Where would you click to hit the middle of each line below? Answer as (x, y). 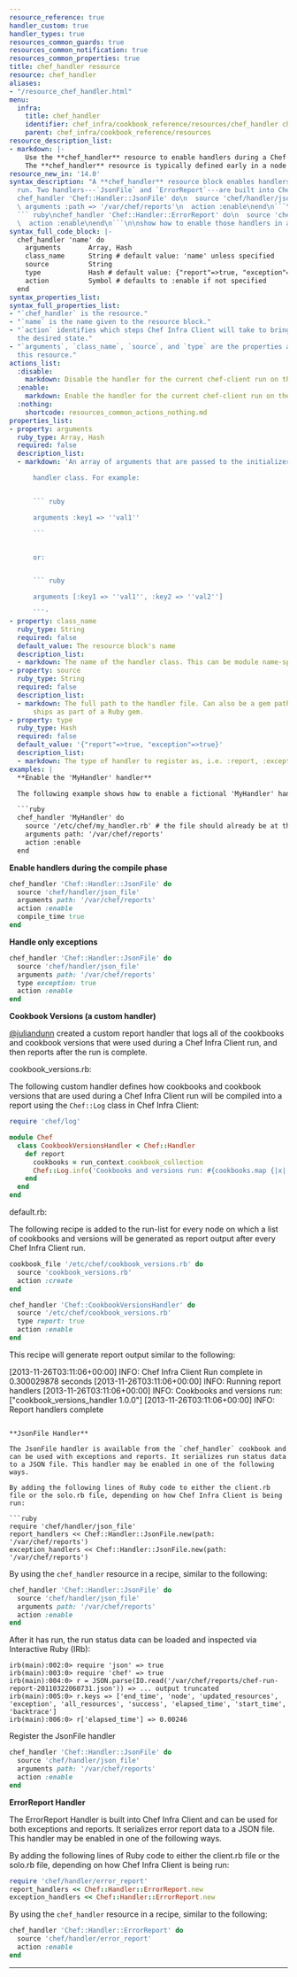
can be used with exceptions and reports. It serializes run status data (148, 1456)
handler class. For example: (86, 478)
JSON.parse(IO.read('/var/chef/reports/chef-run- (185, 1681)
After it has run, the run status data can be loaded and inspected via (133, 1640)
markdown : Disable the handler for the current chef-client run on (152, 380)
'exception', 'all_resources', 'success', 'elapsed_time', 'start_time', (148, 1704)
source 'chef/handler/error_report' (84, 1939)
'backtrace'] (33, 1712)
